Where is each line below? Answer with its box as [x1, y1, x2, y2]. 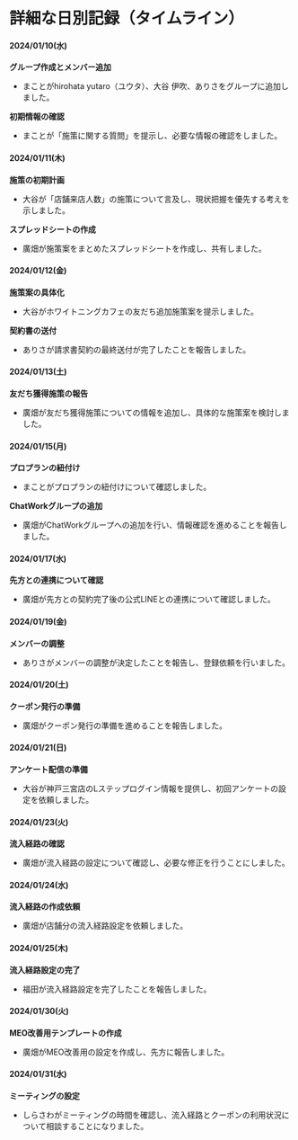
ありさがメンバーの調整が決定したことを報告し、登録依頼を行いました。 [22, 657, 290, 668]
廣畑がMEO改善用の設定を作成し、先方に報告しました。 [22, 1046, 230, 1057]
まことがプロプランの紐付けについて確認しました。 [22, 482, 212, 493]
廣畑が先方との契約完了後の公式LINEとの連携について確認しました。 [22, 594, 276, 605]
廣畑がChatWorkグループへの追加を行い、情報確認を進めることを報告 [22, 520, 280, 530]
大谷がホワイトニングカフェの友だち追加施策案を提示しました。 [22, 306, 259, 316]
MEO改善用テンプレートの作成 [9, 1027, 122, 1038]
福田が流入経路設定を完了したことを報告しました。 [22, 984, 212, 994]
